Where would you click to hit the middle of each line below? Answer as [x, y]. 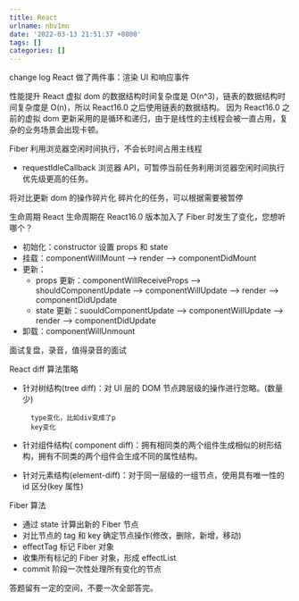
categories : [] [37, 51]
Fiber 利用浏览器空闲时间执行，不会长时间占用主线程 [106, 149]
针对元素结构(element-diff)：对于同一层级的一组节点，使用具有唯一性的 [153, 475]
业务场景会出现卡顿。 [64, 129]
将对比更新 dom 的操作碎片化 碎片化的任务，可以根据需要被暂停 [126, 198]
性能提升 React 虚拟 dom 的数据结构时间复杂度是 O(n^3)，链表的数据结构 [144, 96]
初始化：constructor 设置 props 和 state [95, 247]
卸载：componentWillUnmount [79, 331]
